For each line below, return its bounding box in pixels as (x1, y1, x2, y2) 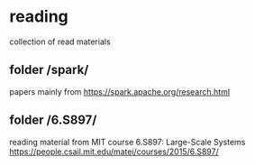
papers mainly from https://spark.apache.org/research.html (9, 86, 231, 97)
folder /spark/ (9, 62, 89, 78)
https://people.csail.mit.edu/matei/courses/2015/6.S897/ (9, 146, 219, 157)
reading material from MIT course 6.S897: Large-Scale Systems (9, 136, 246, 147)
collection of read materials (9, 36, 111, 47)
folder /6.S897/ (9, 113, 97, 128)
